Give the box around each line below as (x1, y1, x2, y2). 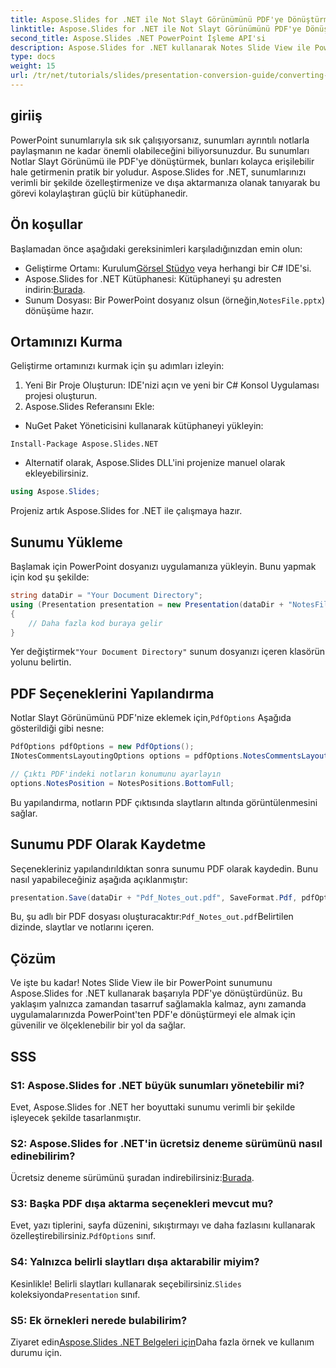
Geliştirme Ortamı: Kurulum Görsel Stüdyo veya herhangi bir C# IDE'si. (24, 262, 312, 274)
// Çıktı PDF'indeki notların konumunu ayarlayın (10, 769, 222, 779)
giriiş (10, 107, 43, 125)
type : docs (10, 52, 56, 62)
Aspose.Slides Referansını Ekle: (24, 401, 155, 413)
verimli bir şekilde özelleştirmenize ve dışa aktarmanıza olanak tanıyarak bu (10, 176, 321, 188)
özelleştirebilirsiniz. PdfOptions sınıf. (10, 1230, 157, 1242)
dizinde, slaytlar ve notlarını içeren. (10, 921, 155, 933)
